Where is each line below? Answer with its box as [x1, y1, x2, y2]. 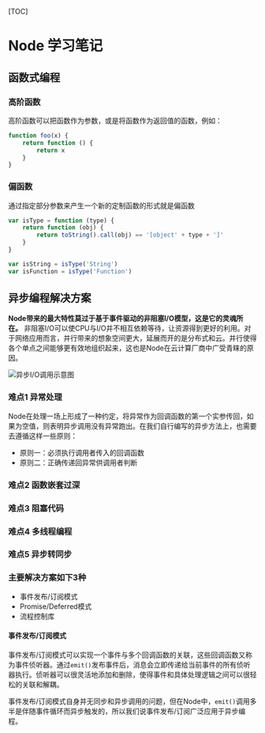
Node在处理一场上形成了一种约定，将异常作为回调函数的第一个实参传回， [8, 411, 247, 421]
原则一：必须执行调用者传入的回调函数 [19, 448, 144, 457]
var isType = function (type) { [8, 217, 114, 225]
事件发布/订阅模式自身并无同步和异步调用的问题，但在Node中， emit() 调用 [8, 696, 250, 706]
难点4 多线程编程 [8, 526, 73, 537]
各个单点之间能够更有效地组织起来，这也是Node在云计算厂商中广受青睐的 [8, 343, 247, 353]
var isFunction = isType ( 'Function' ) [8, 267, 132, 275]
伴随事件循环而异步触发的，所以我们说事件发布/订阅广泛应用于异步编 [21, 706, 246, 716]
